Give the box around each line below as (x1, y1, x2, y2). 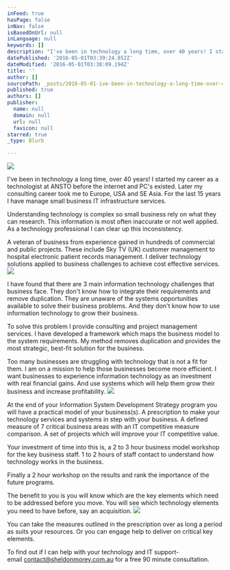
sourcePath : (7, 80, 41, 87)
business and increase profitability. (7, 388, 106, 396)
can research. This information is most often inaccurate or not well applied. (7, 217, 219, 226)
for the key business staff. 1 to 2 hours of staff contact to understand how (7, 450, 214, 459)
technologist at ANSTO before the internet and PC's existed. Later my (7, 182, 203, 190)
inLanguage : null (7, 36, 57, 42)
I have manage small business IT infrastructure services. (7, 197, 166, 206)
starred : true (7, 131, 48, 138)
